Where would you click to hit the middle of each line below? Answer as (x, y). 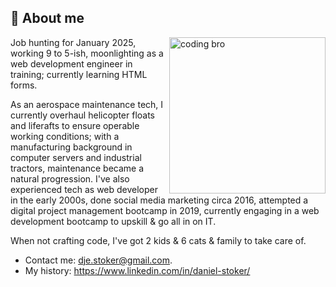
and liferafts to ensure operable (75, 125)
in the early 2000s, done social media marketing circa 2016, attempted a (159, 200)
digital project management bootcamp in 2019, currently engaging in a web (165, 210)
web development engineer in (71, 63)
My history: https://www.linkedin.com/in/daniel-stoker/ (137, 270)
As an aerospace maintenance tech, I (87, 104)
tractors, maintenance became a (77, 168)
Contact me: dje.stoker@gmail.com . (98, 260)
